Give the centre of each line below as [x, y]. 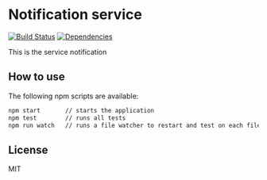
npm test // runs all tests [67, 118]
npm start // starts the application [81, 110]
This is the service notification [58, 52]
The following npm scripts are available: [74, 96]
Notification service [75, 15]
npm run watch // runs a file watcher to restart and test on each [126, 125]
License [28, 149]
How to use [37, 77]
